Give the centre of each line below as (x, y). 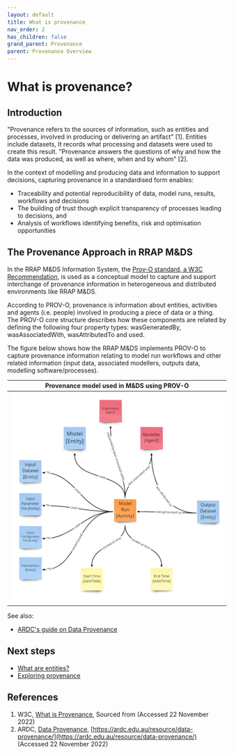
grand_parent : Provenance (45, 44)
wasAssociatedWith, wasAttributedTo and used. (76, 334)
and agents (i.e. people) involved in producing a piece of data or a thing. (111, 312)
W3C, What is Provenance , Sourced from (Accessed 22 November (113, 714)
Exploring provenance (49, 675)
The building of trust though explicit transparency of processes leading (119, 208)
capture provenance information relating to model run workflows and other (114, 355)
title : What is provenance (46, 22)
